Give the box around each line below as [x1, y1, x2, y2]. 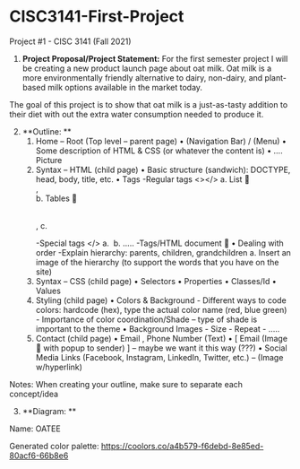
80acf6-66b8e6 [9, 450, 69, 461]
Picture [35, 154, 63, 165]
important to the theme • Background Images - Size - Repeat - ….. [35, 323, 280, 334]
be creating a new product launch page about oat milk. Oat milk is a [21, 63, 272, 74]
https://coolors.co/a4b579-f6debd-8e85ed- [100, 440, 264, 451]
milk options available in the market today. [47, 82, 203, 92]
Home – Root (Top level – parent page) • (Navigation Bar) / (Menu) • [35, 135, 287, 146]
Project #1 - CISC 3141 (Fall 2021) [9, 36, 132, 47]
